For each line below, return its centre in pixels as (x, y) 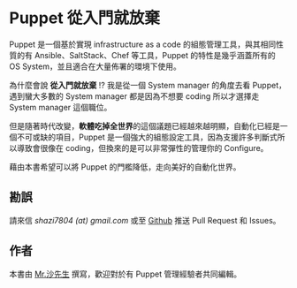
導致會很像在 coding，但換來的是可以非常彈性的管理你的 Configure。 (142, 148)
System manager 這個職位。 (61, 107)
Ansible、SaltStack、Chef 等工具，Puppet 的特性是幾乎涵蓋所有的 (155, 55)
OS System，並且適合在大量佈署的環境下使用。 (95, 66)
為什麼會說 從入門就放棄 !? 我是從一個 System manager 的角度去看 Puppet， (148, 85)
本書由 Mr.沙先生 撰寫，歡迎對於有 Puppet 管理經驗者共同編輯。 (125, 274)
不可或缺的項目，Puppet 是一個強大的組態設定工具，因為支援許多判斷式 (147, 137)
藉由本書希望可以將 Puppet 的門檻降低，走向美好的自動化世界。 (125, 167)
